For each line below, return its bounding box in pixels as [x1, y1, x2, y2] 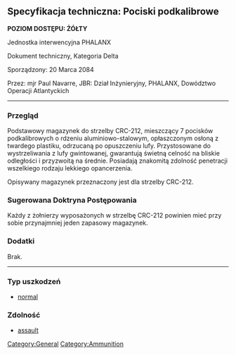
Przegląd [7, 111, 39, 120]
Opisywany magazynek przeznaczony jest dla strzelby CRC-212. [7, 177, 194, 186]
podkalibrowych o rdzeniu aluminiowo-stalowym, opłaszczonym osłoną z [7, 134, 219, 143]
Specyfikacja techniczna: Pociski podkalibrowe [7, 6, 219, 18]
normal [17, 292, 39, 301]
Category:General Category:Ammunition [7, 340, 124, 348]
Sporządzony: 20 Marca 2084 [7, 65, 95, 73]
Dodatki [7, 236, 35, 246]
